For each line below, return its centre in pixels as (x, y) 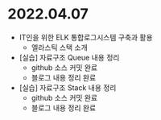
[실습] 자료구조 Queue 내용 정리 (69, 57)
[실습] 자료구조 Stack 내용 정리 (68, 87)
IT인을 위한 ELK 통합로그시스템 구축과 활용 (86, 37)
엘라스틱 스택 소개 (59, 47)
